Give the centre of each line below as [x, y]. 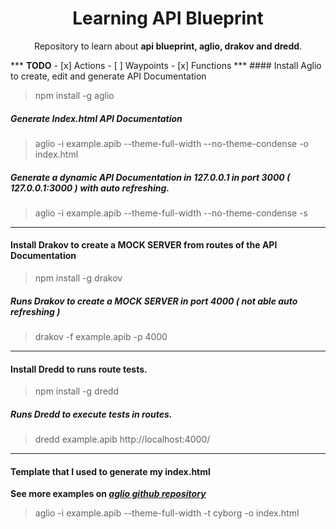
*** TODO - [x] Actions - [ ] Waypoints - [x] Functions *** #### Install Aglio [166, 65]
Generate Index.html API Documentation [96, 118]
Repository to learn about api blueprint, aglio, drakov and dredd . [168, 46]
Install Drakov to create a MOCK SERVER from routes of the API [144, 245]
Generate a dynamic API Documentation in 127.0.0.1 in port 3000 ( [150, 177]
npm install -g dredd [77, 391]
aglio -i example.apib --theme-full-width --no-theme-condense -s [171, 213]
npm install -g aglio [74, 95]
